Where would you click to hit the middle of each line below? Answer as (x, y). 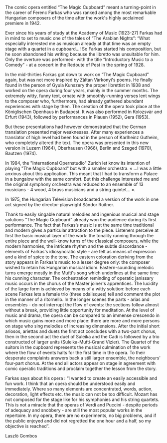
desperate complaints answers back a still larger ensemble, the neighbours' (83, 358)
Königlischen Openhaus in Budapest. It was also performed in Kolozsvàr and (83, 112)
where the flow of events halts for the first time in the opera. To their (75, 353)
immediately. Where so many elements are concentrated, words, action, (79, 389)
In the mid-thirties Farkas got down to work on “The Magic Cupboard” (77, 74)
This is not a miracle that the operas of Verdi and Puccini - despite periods (82, 405)
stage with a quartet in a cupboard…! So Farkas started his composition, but (83, 49)
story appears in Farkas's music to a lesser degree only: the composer (78, 262)
